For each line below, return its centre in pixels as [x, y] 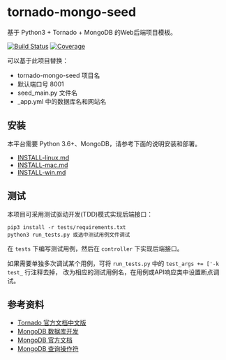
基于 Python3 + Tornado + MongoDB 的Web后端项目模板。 [92, 32]
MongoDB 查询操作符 [48, 349]
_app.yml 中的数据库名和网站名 [62, 101]
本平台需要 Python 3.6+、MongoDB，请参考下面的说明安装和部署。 [104, 143]
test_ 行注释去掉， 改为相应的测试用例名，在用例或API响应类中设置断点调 [113, 272]
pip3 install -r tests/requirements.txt [67, 227]
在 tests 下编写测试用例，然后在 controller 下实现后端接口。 [95, 249]
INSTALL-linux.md [43, 157]
